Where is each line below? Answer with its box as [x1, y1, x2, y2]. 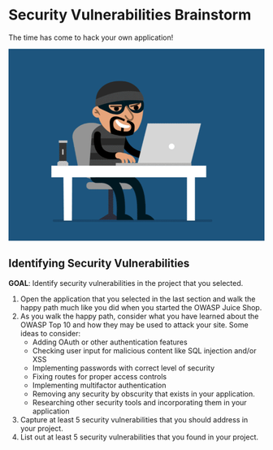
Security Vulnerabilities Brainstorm [8, 6, 252, 24]
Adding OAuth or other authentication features [32, 337, 188, 347]
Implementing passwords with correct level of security [32, 363, 215, 373]
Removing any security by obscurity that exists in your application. [32, 388, 256, 399]
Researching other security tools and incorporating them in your [32, 397, 247, 407]
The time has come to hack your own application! [8, 32, 174, 42]
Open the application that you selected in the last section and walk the [19, 294, 256, 304]
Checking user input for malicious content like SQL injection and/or [32, 345, 257, 355]
